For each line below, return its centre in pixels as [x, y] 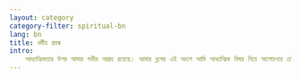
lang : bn [26, 34]
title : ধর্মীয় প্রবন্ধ [35, 43]
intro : [21, 51]
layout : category [42, 17]
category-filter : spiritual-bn [68, 26]
